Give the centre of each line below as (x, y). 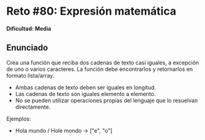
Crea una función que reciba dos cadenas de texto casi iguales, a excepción (103, 62)
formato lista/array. (30, 75)
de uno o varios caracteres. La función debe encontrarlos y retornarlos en (100, 69)
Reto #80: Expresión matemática (91, 11)
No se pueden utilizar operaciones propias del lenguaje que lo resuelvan (106, 100)
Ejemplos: (19, 119)
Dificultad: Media (29, 28)
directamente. (33, 107)
